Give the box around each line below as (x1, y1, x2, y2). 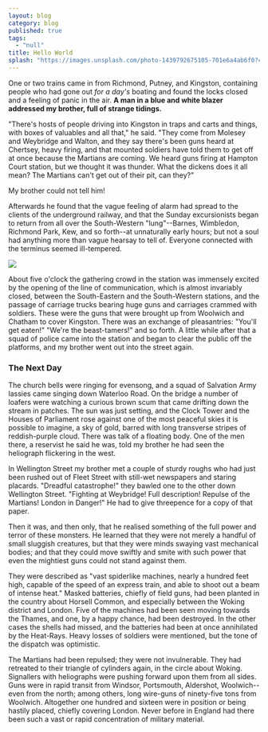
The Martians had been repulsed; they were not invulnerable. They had (8, 655, 242, 665)
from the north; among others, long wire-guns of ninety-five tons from (26, 689, 257, 698)
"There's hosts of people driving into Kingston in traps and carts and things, (8, 119, 258, 129)
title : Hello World (8, 49, 73, 57)
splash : (8, 57, 34, 65)
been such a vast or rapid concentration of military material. (8, 714, 205, 724)
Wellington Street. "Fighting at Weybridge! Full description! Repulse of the (8, 490, 250, 499)
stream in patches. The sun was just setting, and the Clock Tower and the (8, 406, 250, 416)
